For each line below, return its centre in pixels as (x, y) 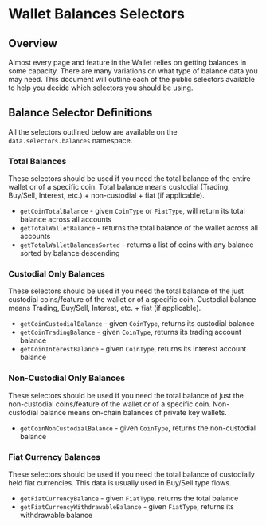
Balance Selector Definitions (80, 113)
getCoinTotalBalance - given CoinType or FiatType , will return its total (132, 211)
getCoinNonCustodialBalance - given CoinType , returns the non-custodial (138, 428)
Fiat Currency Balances (55, 457)
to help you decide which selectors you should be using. (101, 88)
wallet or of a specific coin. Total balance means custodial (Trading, (119, 187)
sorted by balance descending (70, 253)
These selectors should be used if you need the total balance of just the (126, 395)
